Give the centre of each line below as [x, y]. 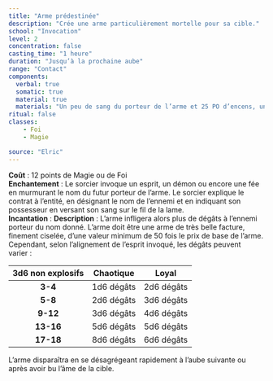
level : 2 [23, 39]
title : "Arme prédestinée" [54, 16]
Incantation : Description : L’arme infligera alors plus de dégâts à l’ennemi [133, 218]
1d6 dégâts [114, 287]
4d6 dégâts [166, 313]
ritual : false [32, 115]
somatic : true [39, 92]
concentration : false [45, 46]
